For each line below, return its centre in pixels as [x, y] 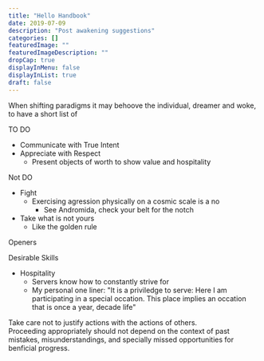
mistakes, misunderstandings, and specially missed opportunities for [121, 339]
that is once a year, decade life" [84, 307]
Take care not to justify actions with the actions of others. [103, 322]
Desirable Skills [33, 257]
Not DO [21, 177]
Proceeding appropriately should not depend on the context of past [119, 331]
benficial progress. [39, 347]
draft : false [30, 82]
